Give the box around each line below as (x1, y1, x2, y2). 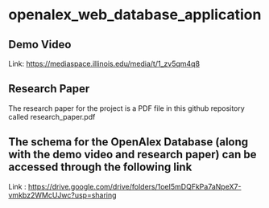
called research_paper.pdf (8, 112, 96, 121)
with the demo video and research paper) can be (8, 148, 257, 161)
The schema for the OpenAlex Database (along (8, 135, 249, 149)
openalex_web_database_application (8, 6, 262, 24)
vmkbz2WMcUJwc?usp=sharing (8, 190, 117, 200)
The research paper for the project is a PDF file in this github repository (8, 103, 246, 113)
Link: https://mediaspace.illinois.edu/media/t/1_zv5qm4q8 (8, 59, 200, 68)
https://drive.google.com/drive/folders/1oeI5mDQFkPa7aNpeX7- (27, 181, 242, 191)
